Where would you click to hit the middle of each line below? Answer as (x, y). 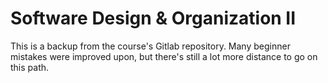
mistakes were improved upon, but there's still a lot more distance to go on (164, 56)
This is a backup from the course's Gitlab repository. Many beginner (150, 46)
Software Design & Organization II (153, 18)
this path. (30, 67)
